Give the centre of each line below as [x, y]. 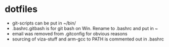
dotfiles [21, 9]
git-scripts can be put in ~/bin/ [44, 23]
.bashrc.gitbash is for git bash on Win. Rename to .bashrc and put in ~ [85, 28]
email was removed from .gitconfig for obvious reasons [70, 33]
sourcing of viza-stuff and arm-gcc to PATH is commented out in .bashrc [88, 39]
